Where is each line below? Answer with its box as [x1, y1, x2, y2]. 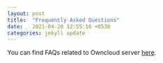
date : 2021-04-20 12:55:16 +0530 [7, 23, 111, 30]
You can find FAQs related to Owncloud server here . [7, 48, 157, 57]
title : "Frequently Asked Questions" [7, 17, 120, 24]
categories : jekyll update [7, 29, 86, 37]
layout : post [7, 10, 45, 17]
